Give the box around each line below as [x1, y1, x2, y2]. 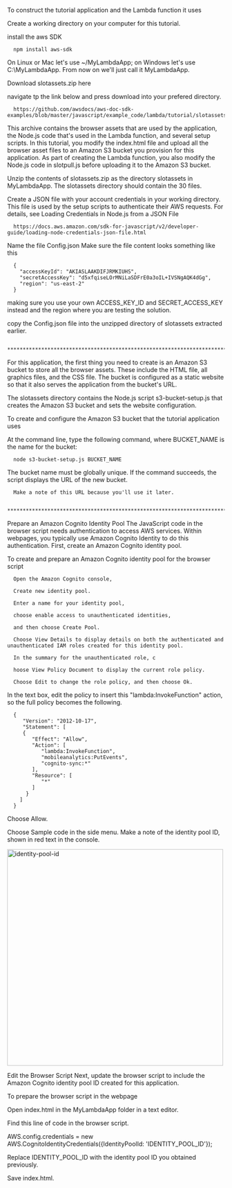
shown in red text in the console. [7, 835, 100, 844]
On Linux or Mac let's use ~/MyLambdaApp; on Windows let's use [7, 58, 195, 67]
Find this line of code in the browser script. [7, 1119, 129, 1127]
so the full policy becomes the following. [7, 698, 122, 706]
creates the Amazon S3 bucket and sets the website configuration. [7, 401, 197, 409]
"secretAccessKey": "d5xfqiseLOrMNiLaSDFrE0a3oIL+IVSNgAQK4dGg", [19, 274, 212, 281]
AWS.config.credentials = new [7, 1133, 94, 1140]
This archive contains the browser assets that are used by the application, [7, 124, 217, 132]
